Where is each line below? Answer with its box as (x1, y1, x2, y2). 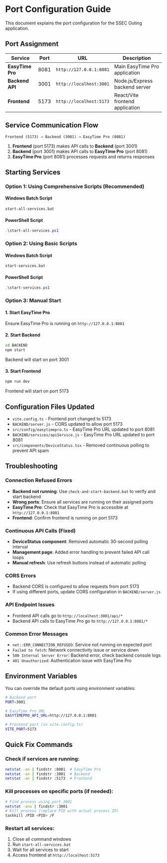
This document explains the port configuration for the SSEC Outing (5, 20, 143, 26)
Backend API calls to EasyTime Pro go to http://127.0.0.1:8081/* (12, 618, 148, 624)
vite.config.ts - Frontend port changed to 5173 (12, 416, 112, 422)
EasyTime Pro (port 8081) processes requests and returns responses (12, 154, 155, 160)
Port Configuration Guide (5, 3, 111, 15)
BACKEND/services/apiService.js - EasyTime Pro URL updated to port (12, 432, 155, 438)
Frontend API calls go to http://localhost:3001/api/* (12, 612, 123, 619)
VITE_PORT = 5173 (5, 727, 37, 732)
